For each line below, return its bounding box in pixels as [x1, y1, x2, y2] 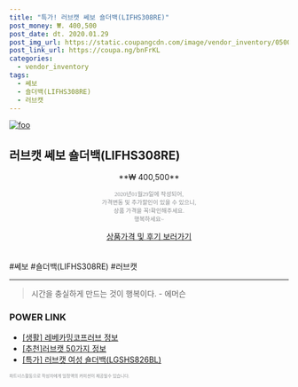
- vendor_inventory [17, 63, 90, 72]
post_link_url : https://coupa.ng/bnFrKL [9, 46, 161, 55]
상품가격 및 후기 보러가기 [106, 232, 192, 242]
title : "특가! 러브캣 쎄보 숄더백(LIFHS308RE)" [9, 12, 170, 22]
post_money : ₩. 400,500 [9, 21, 98, 30]
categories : [9, 54, 53, 63]
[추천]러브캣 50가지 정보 [21, 344, 106, 354]
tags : [9, 71, 29, 80]
